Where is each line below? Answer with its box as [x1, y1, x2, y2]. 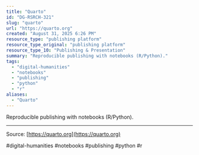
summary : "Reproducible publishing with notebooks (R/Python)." [6, 53, 168, 59]
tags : [6, 58, 20, 64]
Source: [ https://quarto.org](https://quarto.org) [6, 130, 121, 137]
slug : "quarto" [6, 20, 44, 26]
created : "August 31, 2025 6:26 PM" [6, 31, 97, 37]
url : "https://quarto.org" [6, 25, 73, 31]
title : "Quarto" [6, 8, 46, 15]
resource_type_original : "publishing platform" [6, 42, 126, 48]
